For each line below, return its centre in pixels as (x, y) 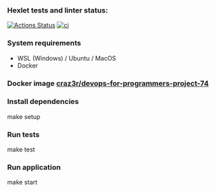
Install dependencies (43, 102)
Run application (34, 167)
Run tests (23, 134)
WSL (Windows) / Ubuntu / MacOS (67, 58)
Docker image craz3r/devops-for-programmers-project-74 (108, 83)
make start (22, 182)
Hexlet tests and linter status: (58, 10)
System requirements (44, 43)
